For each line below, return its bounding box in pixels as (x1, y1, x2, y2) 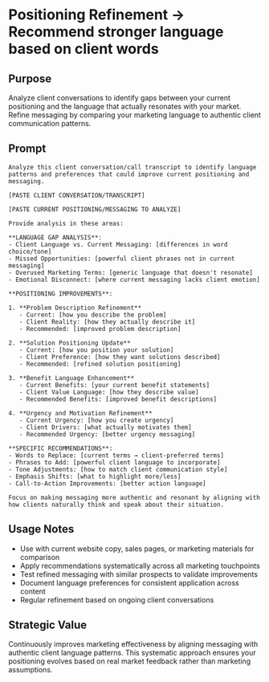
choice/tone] (8, 247, 52, 255)
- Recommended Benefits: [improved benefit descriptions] (18, 395, 218, 403)
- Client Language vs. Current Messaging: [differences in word (8, 240, 228, 248)
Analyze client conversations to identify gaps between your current (8, 93, 231, 102)
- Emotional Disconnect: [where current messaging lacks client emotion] (8, 276, 261, 284)
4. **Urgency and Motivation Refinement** (8, 409, 153, 417)
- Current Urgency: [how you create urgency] (18, 416, 174, 424)
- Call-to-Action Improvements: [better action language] (8, 480, 206, 488)
